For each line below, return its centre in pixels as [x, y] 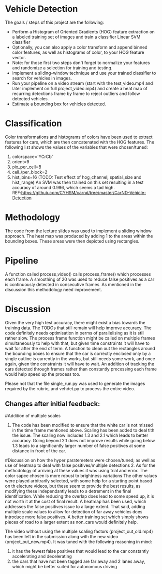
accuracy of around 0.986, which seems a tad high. [63, 187]
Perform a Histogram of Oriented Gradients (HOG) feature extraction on [83, 32]
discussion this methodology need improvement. [54, 289]
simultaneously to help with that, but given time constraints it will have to [77, 343]
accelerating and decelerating [42, 556]
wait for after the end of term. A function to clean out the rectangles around [80, 348]
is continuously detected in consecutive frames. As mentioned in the [73, 284]
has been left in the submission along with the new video [62, 536]
